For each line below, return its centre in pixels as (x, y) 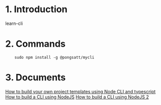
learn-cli (14, 23)
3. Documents (36, 78)
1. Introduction (36, 9)
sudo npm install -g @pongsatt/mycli (55, 57)
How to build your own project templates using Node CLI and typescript (81, 91)
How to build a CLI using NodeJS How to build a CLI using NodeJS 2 (77, 97)
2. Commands (35, 44)
